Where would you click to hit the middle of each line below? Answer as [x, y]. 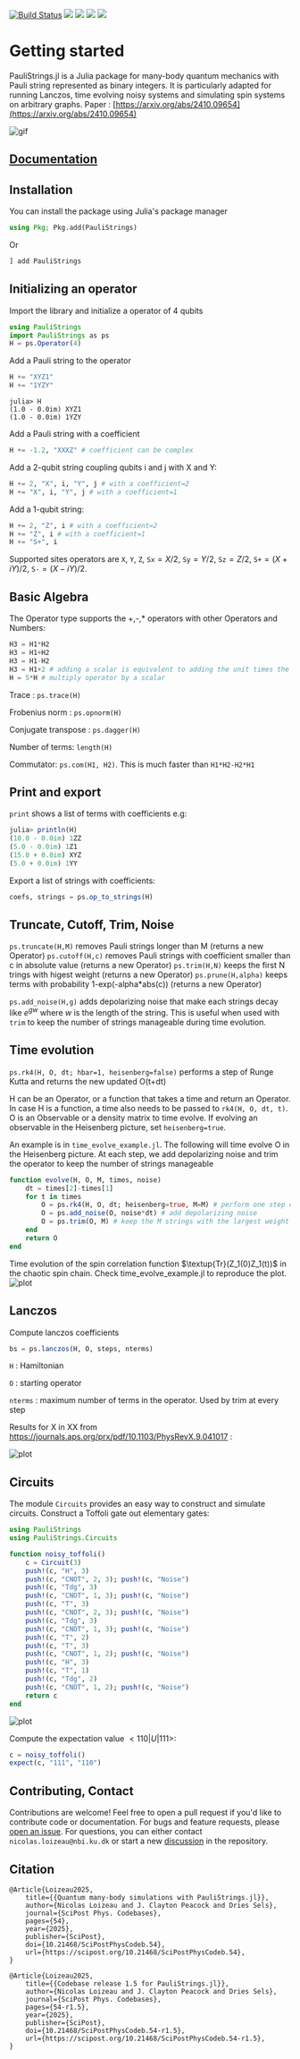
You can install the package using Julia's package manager [118, 211]
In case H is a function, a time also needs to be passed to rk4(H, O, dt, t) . [149, 1108]
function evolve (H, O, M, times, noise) [86, 1180]
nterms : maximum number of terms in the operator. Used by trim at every [144, 1400]
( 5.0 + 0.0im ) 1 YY [43, 864]
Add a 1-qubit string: [47, 509]
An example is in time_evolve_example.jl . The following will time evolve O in [150, 1144]
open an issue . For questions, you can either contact [106, 1832]
